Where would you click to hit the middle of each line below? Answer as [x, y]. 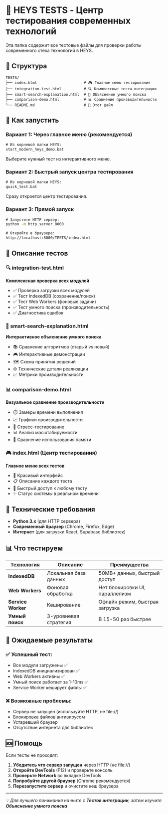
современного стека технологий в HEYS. [49, 50]
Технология [25, 565]
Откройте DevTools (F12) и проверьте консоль [63, 770]
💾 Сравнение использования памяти [52, 440]
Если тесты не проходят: [32, 755]
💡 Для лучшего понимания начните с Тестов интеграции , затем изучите [84, 801]
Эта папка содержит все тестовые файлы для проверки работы [74, 45]
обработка [60, 594]
